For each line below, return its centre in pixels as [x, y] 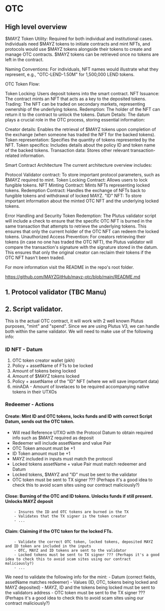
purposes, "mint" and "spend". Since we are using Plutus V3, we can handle [82, 326]
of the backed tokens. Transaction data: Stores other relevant [67, 150]
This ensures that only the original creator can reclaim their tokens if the [78, 252]
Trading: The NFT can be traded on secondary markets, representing [75, 104]
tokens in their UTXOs [34, 392]
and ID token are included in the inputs [48, 546]
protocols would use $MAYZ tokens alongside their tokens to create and [78, 49]
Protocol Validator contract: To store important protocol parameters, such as [82, 175]
